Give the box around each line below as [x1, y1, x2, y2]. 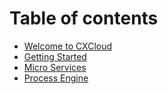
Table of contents [9, 7, 159, 30]
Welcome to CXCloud [23, 40, 113, 52]
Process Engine [23, 72, 89, 84]
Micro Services [23, 61, 87, 73]
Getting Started [23, 50, 87, 62]
